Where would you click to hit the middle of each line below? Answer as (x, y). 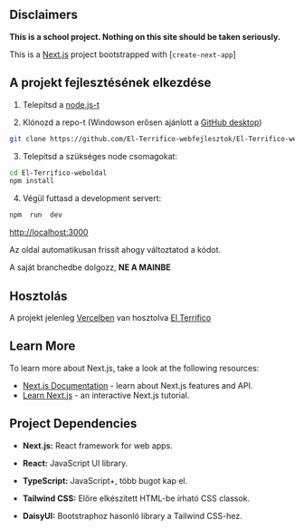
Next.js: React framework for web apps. (98, 445)
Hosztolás (38, 296)
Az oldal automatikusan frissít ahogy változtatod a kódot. (115, 250)
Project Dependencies (73, 424)
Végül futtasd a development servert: (92, 198)
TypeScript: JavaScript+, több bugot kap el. (105, 480)
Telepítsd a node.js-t (61, 104)
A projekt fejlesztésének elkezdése (110, 83)
